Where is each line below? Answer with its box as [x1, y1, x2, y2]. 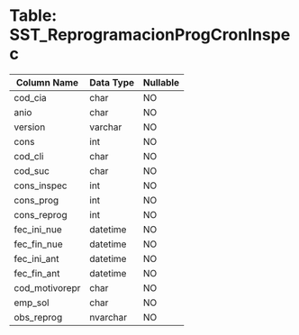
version [14, 121, 46, 133]
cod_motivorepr [14, 281, 81, 294]
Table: [9, 5, 58, 26]
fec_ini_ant [14, 252, 59, 265]
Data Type [89, 76, 135, 88]
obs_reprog [14, 311, 63, 323]
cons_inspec [14, 179, 68, 192]
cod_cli [14, 149, 44, 162]
